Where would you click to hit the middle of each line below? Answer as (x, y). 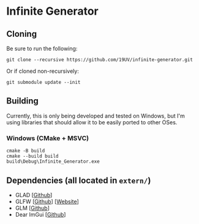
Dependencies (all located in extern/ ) (79, 180)
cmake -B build (26, 151)
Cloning (22, 34)
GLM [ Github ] (32, 208)
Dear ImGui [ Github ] (40, 214)
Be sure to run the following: (42, 48)
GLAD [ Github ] (34, 195)
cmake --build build (33, 156)
